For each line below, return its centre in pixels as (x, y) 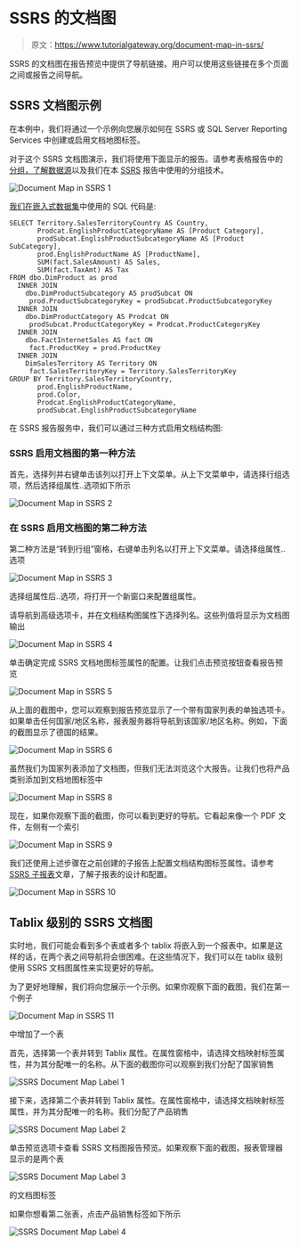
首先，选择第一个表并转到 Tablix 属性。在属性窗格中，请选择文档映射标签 (143, 1053)
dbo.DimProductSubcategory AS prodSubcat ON (109, 293)
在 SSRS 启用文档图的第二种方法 (78, 528)
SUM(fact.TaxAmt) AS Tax (83, 270)
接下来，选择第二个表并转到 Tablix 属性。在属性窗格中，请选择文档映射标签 (147, 1101)
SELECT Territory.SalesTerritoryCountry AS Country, (109, 223)
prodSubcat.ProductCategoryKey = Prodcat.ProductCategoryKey (145, 324)
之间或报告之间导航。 (48, 74)
